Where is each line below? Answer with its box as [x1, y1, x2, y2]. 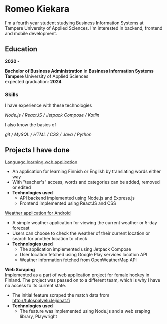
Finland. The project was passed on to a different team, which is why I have [5, 277, 161, 283]
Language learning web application [5, 159, 78, 165]
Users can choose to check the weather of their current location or [12, 230, 150, 236]
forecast [12, 225, 30, 231]
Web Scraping [5, 266, 35, 272]
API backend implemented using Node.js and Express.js [19, 195, 135, 201]
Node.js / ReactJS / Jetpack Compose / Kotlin [5, 112, 100, 118]
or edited [12, 184, 31, 190]
